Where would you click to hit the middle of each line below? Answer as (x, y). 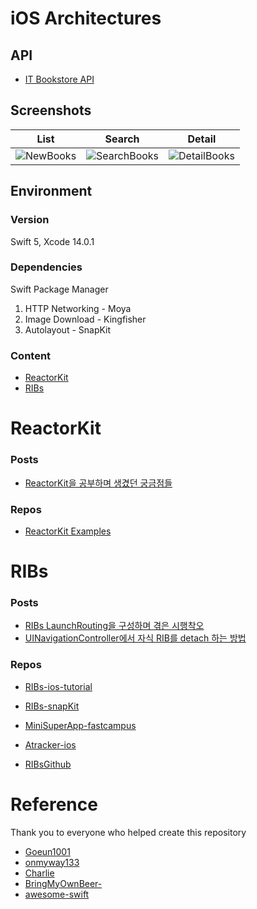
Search (122, 139)
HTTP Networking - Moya (78, 308)
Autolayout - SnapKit (68, 329)
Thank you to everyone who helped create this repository (128, 832)
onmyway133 (52, 862)
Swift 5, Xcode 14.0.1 (52, 241)
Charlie (39, 873)
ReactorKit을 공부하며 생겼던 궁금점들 (98, 483)
